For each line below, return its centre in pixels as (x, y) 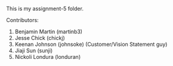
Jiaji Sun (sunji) (34, 51)
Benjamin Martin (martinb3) (48, 32)
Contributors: (22, 20)
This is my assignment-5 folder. (45, 9)
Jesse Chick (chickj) (40, 38)
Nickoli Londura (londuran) (48, 57)
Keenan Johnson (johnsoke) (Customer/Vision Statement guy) (91, 44)
